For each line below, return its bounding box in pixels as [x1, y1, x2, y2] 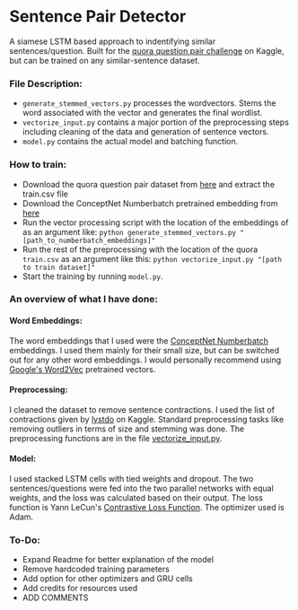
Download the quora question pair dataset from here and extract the [22, 179, 276, 189]
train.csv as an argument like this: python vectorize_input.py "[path [22, 253, 283, 264]
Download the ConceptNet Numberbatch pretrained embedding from [22, 197, 278, 208]
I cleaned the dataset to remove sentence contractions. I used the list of [9, 404, 276, 414]
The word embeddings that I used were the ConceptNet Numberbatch [9, 335, 269, 346]
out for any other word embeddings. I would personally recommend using [9, 354, 282, 365]
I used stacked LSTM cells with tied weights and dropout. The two [9, 474, 254, 484]
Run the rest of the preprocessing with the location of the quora [22, 244, 259, 255]
